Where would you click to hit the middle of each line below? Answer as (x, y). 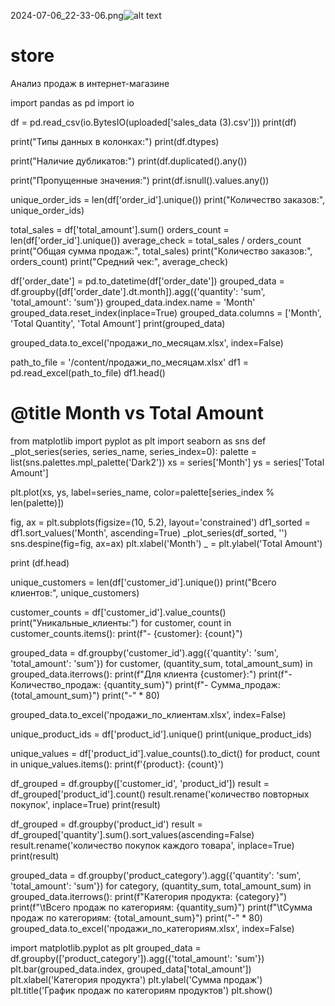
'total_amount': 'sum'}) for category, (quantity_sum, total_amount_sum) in (161, 886)
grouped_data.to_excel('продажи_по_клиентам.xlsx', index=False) (148, 714)
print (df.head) (40, 562)
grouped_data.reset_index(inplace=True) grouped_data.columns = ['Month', (166, 312)
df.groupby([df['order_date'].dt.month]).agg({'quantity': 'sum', (138, 291)
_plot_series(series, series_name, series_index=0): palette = (134, 451)
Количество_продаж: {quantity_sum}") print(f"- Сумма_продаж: (145, 684)
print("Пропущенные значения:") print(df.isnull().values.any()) (140, 180)
